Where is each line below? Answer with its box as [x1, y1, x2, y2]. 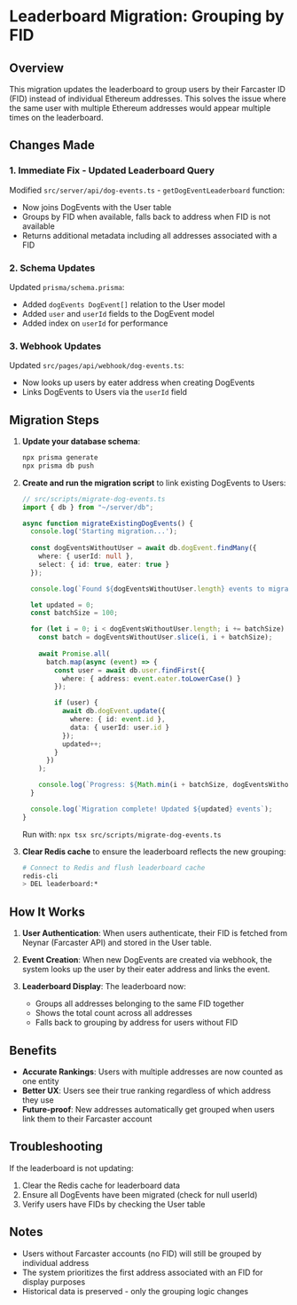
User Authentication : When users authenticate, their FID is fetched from [21, 928, 288, 939]
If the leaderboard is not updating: [9, 1162, 135, 1173]
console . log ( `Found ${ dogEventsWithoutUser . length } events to [30, 584, 265, 594]
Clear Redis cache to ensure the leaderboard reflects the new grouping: [21, 845, 286, 857]
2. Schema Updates [9, 262, 96, 274]
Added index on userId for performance [21, 318, 168, 328]
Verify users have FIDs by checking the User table [21, 1199, 206, 1209]
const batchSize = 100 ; [30, 609, 118, 617]
